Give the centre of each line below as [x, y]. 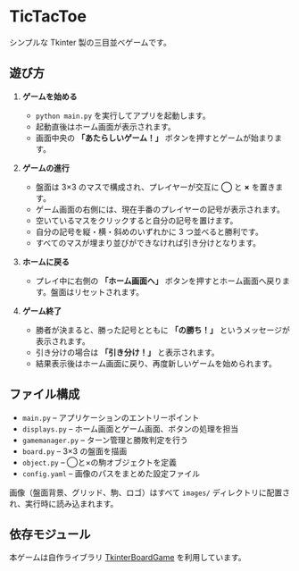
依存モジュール [50, 534]
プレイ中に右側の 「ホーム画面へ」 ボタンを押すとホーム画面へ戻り [159, 281]
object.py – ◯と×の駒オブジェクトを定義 [99, 462]
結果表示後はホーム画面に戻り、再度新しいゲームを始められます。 [156, 363]
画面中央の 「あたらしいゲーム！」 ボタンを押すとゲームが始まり [155, 138]
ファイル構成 [45, 395]
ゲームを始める [50, 97]
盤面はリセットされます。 [97, 291]
